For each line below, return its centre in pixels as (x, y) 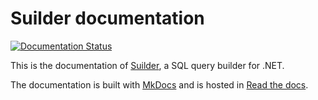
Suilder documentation (107, 18)
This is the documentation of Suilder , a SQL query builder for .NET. (147, 65)
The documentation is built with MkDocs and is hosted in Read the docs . (159, 84)
